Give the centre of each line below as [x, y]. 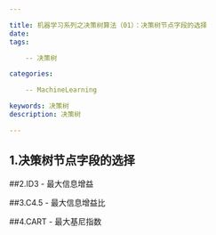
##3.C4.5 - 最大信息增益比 [57, 202]
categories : [31, 74]
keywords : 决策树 [39, 106]
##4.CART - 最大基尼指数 [56, 221]
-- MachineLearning [61, 90]
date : [19, 33]
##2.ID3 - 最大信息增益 [52, 183]
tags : [19, 42]
